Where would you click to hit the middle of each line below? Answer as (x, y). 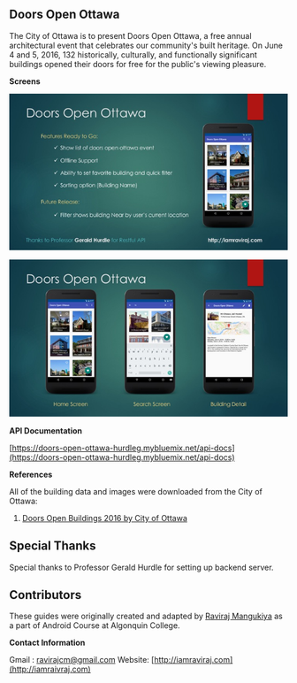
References (31, 474)
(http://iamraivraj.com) (50, 669)
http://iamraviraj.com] (194, 660)
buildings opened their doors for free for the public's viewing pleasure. (138, 64)
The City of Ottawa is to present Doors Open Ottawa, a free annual (130, 35)
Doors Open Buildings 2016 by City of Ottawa (104, 518)
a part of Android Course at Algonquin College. (95, 625)
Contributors (46, 595)
